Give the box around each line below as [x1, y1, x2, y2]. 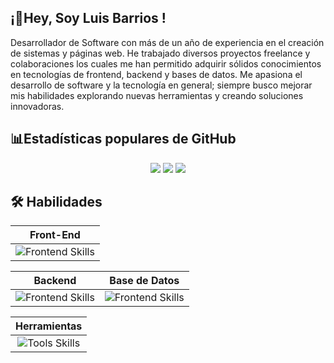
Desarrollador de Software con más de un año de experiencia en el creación [10, 36, 325, 48]
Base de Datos [109, 274, 180, 288]
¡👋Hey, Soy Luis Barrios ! [10, 10, 167, 27]
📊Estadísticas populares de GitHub [10, 131, 237, 148]
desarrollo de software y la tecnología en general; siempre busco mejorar [10, 79, 313, 91]
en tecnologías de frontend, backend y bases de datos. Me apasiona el [10, 68, 303, 80]
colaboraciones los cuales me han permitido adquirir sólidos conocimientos [10, 57, 322, 70]
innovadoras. [10, 100, 65, 112]
